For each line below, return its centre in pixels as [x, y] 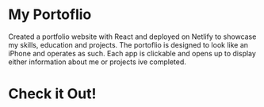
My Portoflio [50, 15]
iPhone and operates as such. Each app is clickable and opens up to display [132, 53]
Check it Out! [52, 94]
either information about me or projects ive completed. [97, 62]
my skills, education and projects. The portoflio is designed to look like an [128, 44]
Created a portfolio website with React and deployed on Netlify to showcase [132, 36]
